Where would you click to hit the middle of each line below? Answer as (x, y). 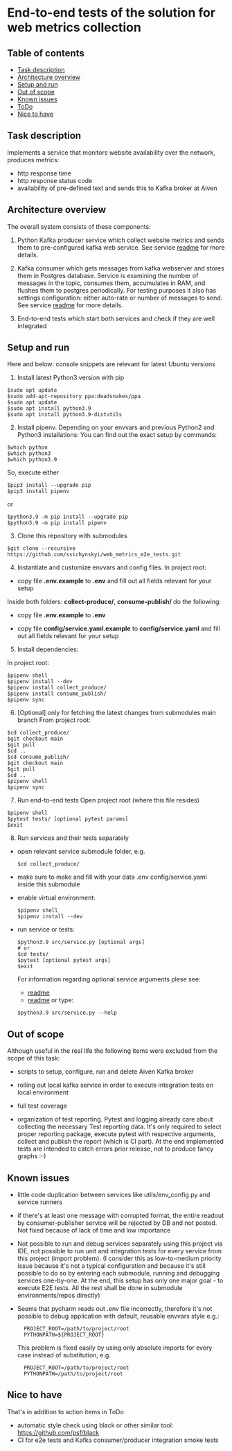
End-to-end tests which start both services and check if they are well (116, 318)
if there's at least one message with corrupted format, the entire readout (120, 1216)
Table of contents (46, 53)
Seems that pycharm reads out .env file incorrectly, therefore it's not (115, 1309)
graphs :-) (32, 1156)
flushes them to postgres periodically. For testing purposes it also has (117, 290)
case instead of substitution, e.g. (64, 1355)
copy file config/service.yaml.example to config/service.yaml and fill (118, 628)
